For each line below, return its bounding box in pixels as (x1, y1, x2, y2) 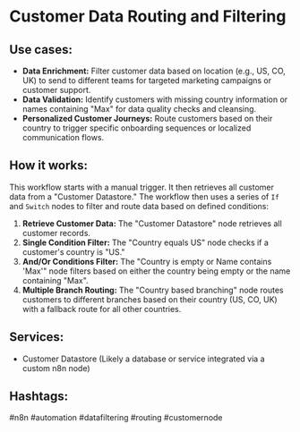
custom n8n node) (21, 362, 90, 373)
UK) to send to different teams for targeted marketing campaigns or (21, 75, 272, 86)
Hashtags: (9, 389, 69, 404)
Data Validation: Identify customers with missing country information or (21, 94, 288, 105)
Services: (9, 329, 64, 345)
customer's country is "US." (21, 246, 125, 257)
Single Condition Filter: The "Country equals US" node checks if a (21, 237, 269, 248)
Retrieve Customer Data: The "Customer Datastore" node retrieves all (21, 217, 282, 229)
